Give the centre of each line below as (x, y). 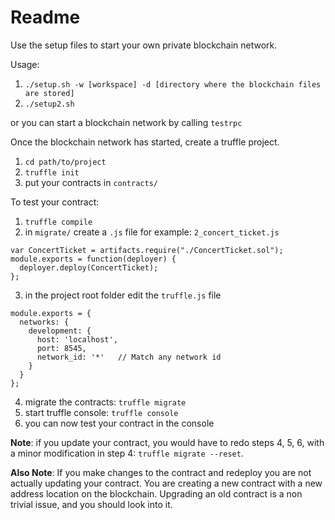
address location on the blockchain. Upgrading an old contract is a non (156, 493)
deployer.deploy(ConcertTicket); (89, 267)
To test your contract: (55, 202)
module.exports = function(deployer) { (93, 259)
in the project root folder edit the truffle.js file (123, 295)
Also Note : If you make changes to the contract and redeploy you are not (161, 472)
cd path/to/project (65, 162)
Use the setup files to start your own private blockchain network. (144, 45)
